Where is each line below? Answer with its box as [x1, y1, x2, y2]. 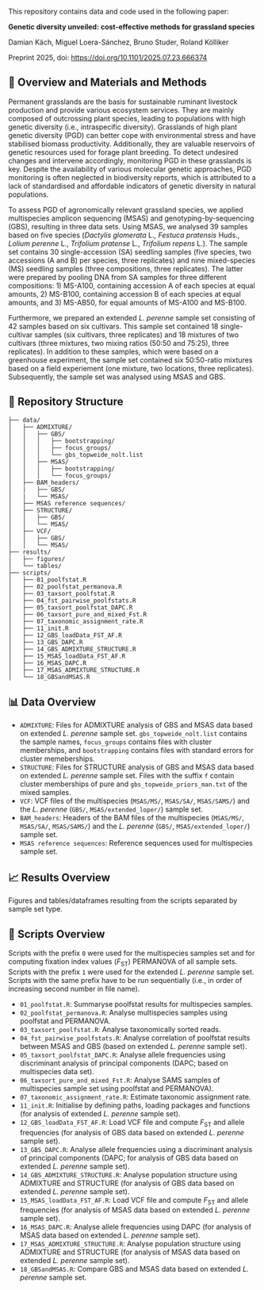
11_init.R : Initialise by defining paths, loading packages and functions [19, 1100, 251, 1110]
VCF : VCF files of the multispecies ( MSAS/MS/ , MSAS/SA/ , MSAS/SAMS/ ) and [19, 797, 250, 806]
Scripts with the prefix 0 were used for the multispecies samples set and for [8, 948, 255, 958]
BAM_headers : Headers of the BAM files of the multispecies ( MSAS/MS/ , [19, 813, 244, 823]
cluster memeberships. [19, 754, 95, 764]
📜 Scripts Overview [8, 927, 105, 941]
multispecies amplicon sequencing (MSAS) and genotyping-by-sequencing [8, 213, 254, 223]
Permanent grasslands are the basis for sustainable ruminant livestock [8, 97, 238, 106]
